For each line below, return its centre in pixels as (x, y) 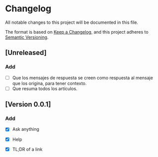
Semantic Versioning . (27, 37)
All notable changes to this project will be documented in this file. (72, 22)
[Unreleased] (26, 53)
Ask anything (26, 129)
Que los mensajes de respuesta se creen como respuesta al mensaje (83, 78)
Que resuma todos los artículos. (45, 88)
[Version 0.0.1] (28, 105)
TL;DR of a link (27, 149)
